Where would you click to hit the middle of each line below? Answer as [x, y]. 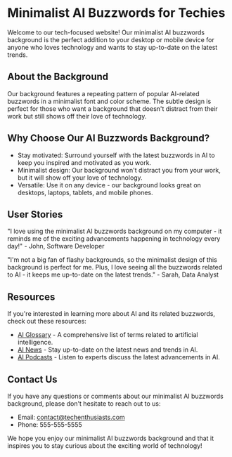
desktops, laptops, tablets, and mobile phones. [85, 192]
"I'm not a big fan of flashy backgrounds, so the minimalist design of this [112, 260]
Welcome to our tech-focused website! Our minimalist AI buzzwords [106, 32]
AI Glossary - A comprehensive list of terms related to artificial [108, 335]
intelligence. [35, 343]
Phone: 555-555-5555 [50, 425]
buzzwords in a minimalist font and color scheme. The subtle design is [109, 101]
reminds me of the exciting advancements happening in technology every [114, 239]
